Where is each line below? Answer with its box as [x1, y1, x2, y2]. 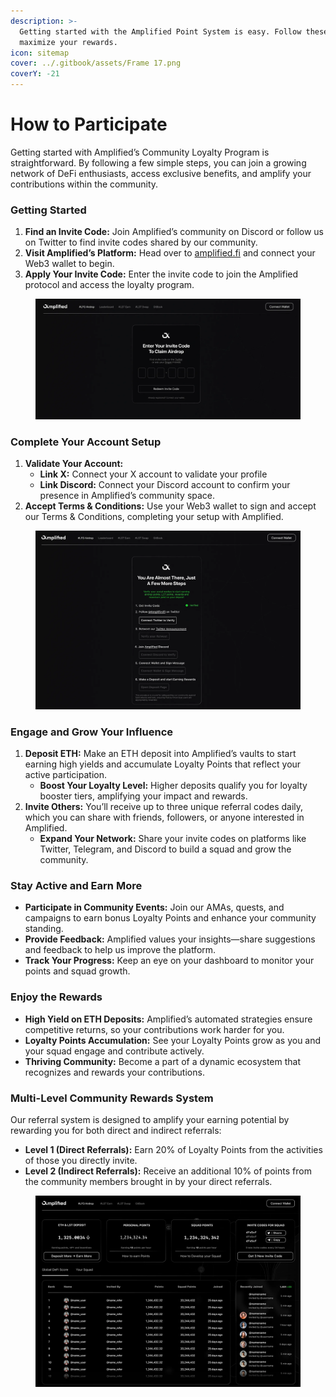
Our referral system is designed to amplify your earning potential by [10, 1113, 290, 1125]
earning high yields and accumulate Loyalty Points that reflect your [24, 758, 302, 770]
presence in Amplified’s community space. [39, 490, 216, 502]
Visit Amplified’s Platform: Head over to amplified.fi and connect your [24, 247, 316, 259]
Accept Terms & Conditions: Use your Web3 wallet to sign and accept [24, 500, 317, 512]
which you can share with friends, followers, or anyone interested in [24, 811, 305, 824]
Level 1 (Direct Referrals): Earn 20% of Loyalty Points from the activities [24, 1143, 323, 1155]
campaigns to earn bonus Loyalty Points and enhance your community [24, 912, 317, 924]
